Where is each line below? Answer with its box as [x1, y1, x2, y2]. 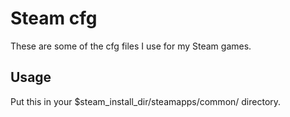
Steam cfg [10, 7, 98, 30]
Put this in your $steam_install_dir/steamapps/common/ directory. [10, 95, 282, 107]
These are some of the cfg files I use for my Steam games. [10, 40, 252, 52]
